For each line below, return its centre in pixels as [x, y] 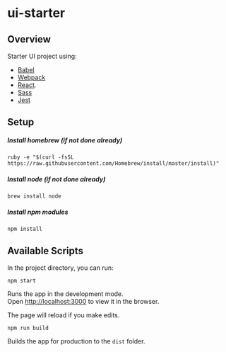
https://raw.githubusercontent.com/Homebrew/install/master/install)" [113, 164]
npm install [25, 229]
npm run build [28, 328]
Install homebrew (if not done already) [65, 140]
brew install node [34, 196]
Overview [29, 39]
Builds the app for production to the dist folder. [76, 341]
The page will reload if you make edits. [64, 315]
